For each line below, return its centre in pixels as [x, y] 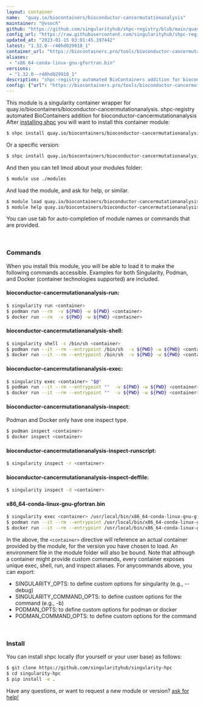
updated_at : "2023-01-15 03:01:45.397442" [61, 40]
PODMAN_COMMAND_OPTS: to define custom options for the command [106, 616]
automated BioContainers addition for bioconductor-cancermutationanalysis [102, 116]
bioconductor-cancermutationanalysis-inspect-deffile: [78, 477]
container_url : [25, 52]
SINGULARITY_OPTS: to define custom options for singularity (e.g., [99, 584]
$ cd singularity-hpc [34, 674]
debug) [24, 590]
